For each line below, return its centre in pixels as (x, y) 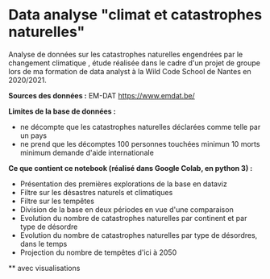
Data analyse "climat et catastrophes (135, 15)
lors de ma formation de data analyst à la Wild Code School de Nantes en (130, 71)
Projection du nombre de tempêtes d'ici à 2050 (98, 252)
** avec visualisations (44, 268)
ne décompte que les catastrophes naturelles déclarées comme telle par (140, 127)
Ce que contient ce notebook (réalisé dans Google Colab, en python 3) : (131, 168)
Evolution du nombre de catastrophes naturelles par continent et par (133, 218)
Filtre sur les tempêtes (57, 201)
